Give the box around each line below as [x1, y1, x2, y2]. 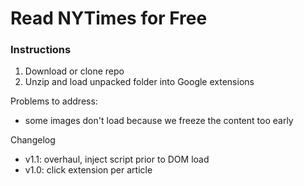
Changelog [10, 134, 56, 146]
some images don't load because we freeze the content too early [24, 115, 294, 127]
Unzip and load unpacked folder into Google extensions [24, 76, 255, 88]
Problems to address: [10, 95, 98, 107]
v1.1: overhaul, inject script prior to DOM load [24, 153, 210, 166]
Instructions [10, 43, 72, 57]
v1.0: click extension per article [24, 164, 153, 176]
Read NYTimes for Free [10, 7, 208, 30]
